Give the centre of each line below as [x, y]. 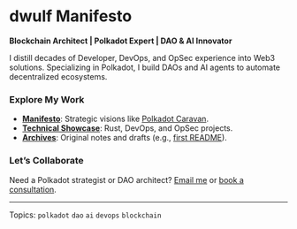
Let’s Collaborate [46, 161]
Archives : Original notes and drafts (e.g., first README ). [124, 138]
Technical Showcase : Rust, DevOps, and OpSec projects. [127, 128]
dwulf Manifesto [71, 16]
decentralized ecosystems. [58, 76]
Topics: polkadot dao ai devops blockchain [85, 215]
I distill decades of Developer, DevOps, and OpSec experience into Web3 [142, 57]
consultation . [33, 189]
